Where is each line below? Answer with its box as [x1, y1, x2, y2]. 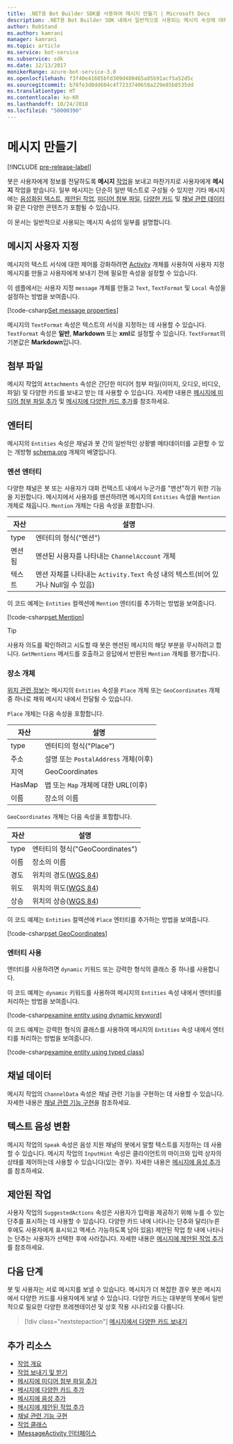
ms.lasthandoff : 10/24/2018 [7, 101, 89, 108]
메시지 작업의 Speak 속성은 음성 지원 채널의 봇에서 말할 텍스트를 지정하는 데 [7, 1140, 209, 1149]
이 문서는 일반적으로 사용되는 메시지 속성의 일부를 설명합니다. [7, 218, 172, 226]
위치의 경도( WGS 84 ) [32, 870, 99, 879]
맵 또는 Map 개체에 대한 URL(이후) [44, 780, 148, 790]
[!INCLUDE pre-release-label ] [7, 163, 92, 171]
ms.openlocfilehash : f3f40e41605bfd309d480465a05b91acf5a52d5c [7, 74, 194, 82]
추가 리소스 [7, 1340, 52, 1352]
